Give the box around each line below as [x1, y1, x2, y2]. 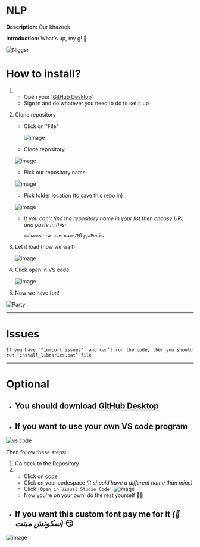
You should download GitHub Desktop [14, 401, 159, 411]
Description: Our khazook [6, 23, 70, 30]
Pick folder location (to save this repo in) [23, 192, 123, 199]
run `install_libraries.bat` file [6, 352, 92, 358]
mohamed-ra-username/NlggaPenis [23, 233, 104, 239]
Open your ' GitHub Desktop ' [23, 93, 93, 100]
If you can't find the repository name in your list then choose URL [23, 215, 185, 222]
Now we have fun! [14, 289, 60, 296]
